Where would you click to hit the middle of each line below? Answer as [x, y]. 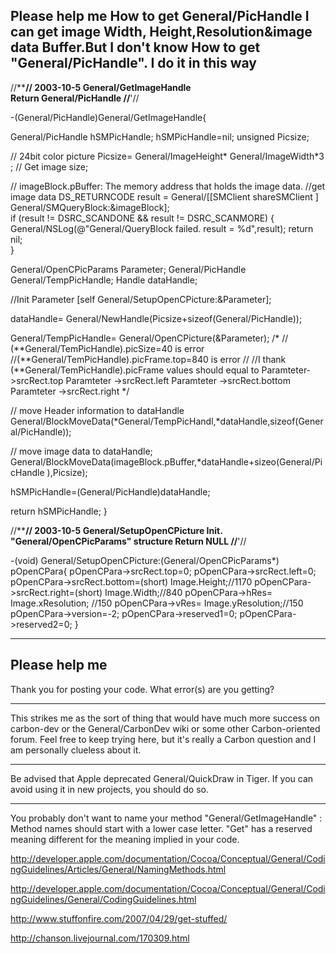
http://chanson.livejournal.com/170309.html [100, 938]
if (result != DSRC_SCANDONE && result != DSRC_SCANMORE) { [142, 218]
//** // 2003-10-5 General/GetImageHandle [101, 87]
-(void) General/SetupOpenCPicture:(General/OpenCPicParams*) [145, 560]
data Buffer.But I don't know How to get [135, 47]
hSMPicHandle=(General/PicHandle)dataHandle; [110, 491]
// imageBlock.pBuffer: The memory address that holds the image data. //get [168, 186]
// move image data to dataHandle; [81, 451]
